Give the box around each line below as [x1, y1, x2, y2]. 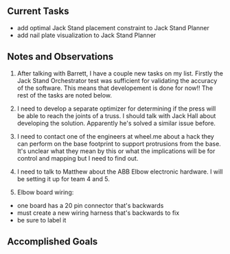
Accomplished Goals [7, 236, 98, 248]
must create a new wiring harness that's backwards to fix [16, 209, 180, 217]
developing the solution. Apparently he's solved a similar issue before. [16, 119, 216, 127]
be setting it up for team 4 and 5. [16, 174, 110, 183]
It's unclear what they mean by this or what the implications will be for [16, 147, 216, 155]
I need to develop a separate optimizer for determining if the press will [16, 104, 216, 113]
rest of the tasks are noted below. [16, 91, 112, 99]
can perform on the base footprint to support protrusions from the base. [16, 139, 221, 148]
